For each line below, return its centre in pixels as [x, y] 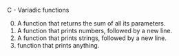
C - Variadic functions [38, 10]
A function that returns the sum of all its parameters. [91, 23]
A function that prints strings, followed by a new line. [92, 38]
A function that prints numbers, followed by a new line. [95, 31]
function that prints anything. [58, 45]
